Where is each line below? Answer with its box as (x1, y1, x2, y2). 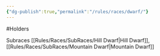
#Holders (6, 25, 29, 32)
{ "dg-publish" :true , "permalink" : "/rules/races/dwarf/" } (6, 8, 149, 15)
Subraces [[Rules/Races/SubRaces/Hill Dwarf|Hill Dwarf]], (6, 36, 150, 43)
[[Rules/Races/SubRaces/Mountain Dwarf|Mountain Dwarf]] (6, 43, 155, 50)
